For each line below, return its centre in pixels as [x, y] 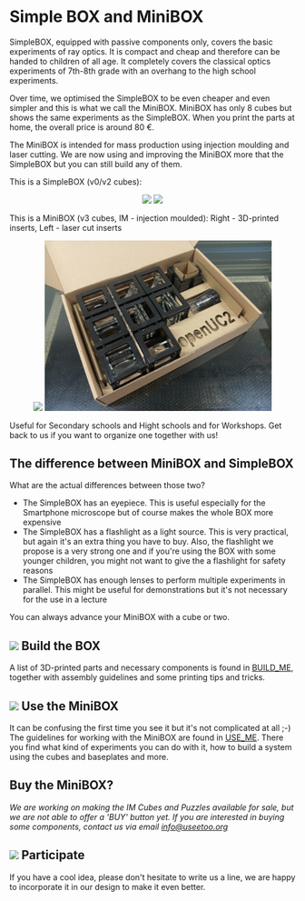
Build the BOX [61, 646]
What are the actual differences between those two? [108, 486]
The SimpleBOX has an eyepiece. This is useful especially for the [144, 503]
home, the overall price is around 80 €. [82, 127]
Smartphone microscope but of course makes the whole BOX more [148, 513]
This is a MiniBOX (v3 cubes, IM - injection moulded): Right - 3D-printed [144, 218]
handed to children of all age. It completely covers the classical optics [140, 61]
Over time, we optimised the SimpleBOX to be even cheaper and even [140, 98]
